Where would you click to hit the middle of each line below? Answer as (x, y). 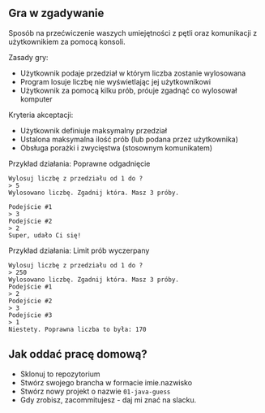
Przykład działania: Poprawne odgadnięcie (79, 163)
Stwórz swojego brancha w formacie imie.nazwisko (106, 382)
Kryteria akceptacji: (41, 115)
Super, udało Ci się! (45, 235)
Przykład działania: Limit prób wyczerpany (79, 250)
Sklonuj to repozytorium (60, 374)
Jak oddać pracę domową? (78, 354)
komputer (36, 99)
